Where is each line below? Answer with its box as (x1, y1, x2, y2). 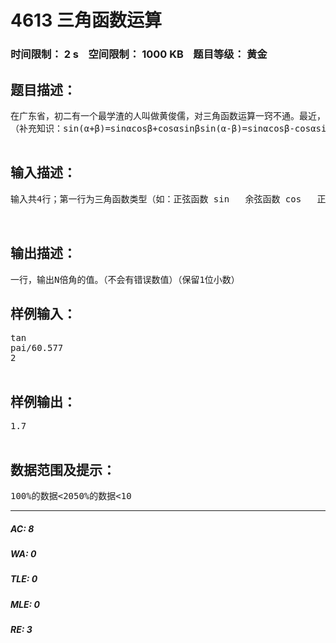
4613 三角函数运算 (10, 9, 162, 32)
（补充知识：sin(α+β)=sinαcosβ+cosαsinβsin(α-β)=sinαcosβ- (10, 122, 295, 134)
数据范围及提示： (10, 461, 116, 478)
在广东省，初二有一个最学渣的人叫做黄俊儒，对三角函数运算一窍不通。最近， (10, 110, 326, 121)
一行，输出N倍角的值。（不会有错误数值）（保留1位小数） (10, 274, 240, 285)
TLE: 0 (10, 573, 38, 585)
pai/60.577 (10, 342, 64, 354)
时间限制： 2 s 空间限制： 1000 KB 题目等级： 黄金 (10, 47, 268, 61)
